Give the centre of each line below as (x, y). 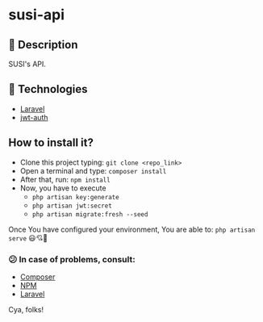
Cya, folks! (26, 309)
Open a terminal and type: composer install (93, 170)
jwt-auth (34, 117)
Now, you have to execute (63, 188)
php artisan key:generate (75, 197)
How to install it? (51, 143)
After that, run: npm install (65, 179)
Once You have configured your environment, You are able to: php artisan (132, 229)
